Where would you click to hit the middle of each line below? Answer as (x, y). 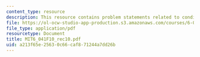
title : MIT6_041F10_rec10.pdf (44, 39)
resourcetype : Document (36, 34)
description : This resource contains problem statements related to (93, 17)
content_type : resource (36, 12)
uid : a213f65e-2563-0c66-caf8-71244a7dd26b (61, 45)
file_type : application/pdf (41, 28)
